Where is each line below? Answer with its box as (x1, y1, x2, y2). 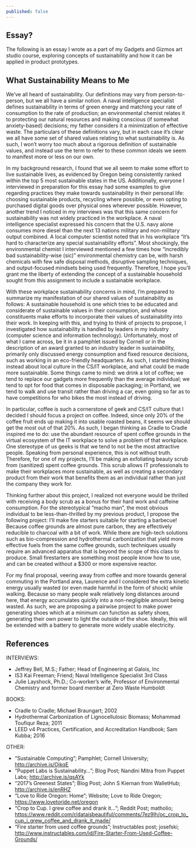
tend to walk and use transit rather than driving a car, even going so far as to (6, 388, 190, 395)
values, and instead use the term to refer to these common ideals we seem (6, 147, 186, 154)
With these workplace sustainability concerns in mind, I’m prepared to (6, 288, 174, 295)
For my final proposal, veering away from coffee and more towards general (6, 572, 187, 579)
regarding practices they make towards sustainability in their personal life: (6, 190, 184, 197)
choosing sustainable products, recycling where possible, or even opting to (6, 196, 187, 203)
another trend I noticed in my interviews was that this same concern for (6, 208, 178, 215)
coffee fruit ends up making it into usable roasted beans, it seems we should (6, 418, 190, 425)
